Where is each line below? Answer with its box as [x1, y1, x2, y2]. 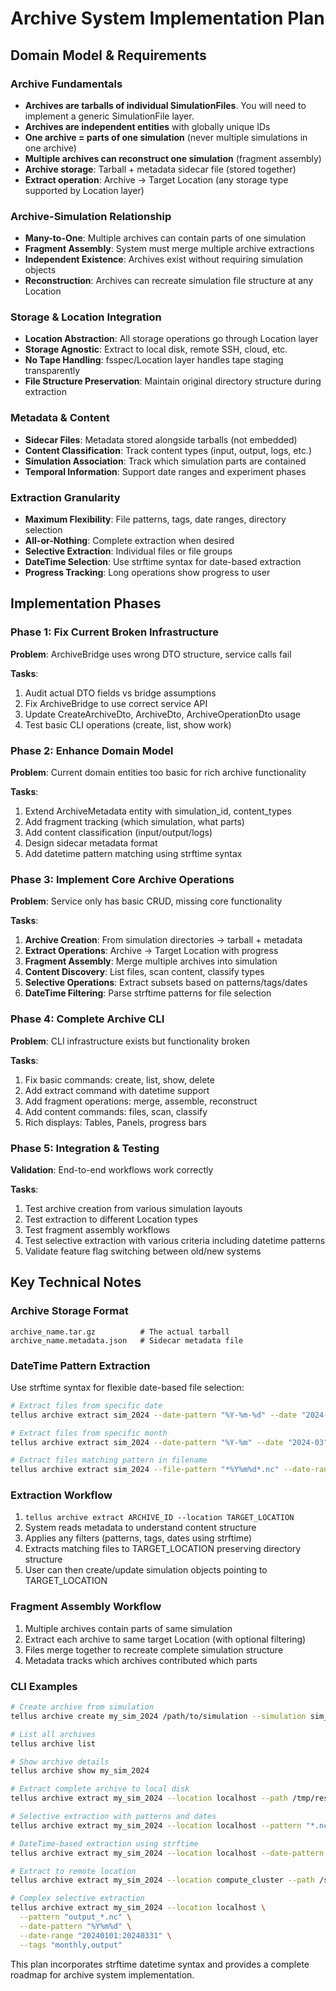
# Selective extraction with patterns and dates [10, 1812, 217, 1822]
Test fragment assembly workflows [24, 1223, 171, 1236]
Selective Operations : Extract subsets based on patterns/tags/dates [24, 977, 308, 989]
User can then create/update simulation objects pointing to [24, 1564, 268, 1576]
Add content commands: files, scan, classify [24, 1105, 208, 1117]
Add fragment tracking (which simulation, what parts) [24, 816, 245, 828]
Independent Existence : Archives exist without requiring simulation [24, 253, 304, 266]
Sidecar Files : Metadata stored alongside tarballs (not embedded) [24, 433, 298, 446]
